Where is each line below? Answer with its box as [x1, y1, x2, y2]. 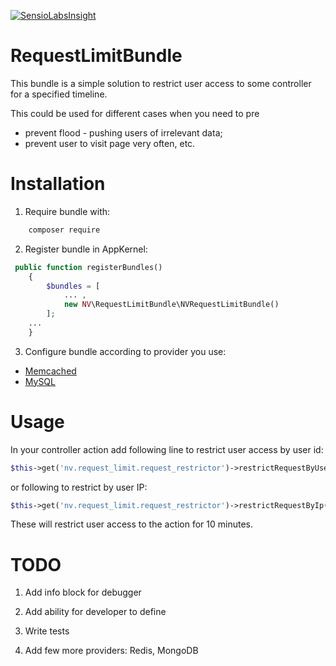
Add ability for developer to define [24, 606, 167, 618]
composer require [28, 225, 101, 235]
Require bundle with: [24, 205, 111, 217]
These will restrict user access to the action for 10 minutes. [10, 518, 254, 530]
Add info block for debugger [24, 586, 142, 599]
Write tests [24, 625, 70, 637]
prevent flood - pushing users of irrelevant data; [24, 126, 223, 139]
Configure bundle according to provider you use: [24, 345, 227, 357]
